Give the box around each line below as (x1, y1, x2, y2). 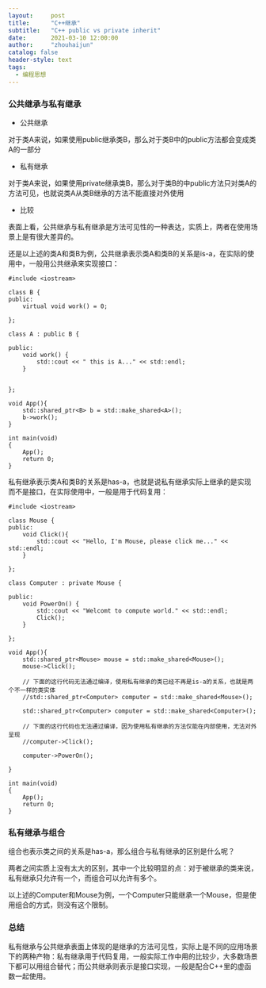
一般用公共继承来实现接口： (28, 259, 120, 268)
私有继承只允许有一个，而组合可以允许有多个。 (8, 874, 161, 883)
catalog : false (8, 48, 59, 56)
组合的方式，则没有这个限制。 (14, 900, 112, 909)
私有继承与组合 (8, 827, 66, 838)
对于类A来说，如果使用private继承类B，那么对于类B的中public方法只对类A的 (8, 178, 257, 187)
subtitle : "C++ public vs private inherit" (8, 26, 161, 34)
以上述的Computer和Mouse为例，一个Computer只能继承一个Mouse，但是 (8, 890, 249, 900)
